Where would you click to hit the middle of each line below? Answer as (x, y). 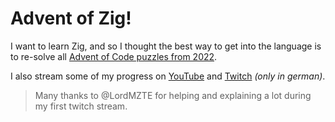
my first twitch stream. (81, 106)
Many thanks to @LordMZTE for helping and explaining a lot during (173, 95)
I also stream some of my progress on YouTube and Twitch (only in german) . (168, 76)
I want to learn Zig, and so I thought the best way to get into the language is (166, 46)
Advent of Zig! (71, 18)
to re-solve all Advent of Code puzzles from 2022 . (114, 56)
